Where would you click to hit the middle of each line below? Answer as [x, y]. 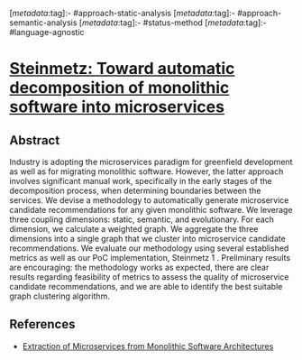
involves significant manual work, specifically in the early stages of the [141, 181]
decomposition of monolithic [119, 88]
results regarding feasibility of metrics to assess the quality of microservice [149, 277]
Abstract [35, 140]
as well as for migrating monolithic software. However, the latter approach [146, 171]
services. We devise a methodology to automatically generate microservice [149, 200]
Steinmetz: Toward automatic [122, 69]
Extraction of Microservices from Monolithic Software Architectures [148, 346]
